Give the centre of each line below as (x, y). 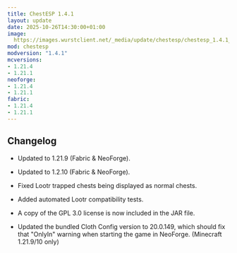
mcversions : (25, 60)
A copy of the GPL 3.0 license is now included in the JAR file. (106, 213)
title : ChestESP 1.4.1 (41, 14)
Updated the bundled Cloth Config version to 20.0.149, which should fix (121, 226)
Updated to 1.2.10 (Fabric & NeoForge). (74, 172)
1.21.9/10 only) (38, 242)
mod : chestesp (28, 47)
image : (17, 34)
